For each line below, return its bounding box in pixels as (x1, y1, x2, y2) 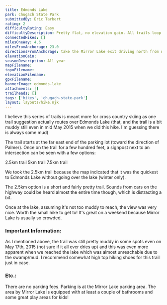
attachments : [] (5, 86, 39, 91)
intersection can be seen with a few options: (5, 150, 96, 156)
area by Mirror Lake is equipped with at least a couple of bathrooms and (5, 289, 153, 295)
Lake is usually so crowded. (5, 215, 62, 221)
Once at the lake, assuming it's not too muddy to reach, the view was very (5, 204, 157, 210)
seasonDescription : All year (5, 58, 66, 63)
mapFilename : (5, 63, 32, 68)
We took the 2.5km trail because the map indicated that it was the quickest (5, 169, 158, 175)
